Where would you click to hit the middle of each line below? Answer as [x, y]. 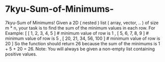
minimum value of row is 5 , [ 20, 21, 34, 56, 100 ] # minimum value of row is [82, 38]
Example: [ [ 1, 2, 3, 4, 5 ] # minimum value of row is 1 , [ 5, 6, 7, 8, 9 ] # [77, 33]
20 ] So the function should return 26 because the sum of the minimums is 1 [82, 43]
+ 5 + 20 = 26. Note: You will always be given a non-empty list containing [80, 49]
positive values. [21, 54]
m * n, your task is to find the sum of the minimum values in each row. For [80, 28]
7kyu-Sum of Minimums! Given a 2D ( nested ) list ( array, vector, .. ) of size [82, 23]
